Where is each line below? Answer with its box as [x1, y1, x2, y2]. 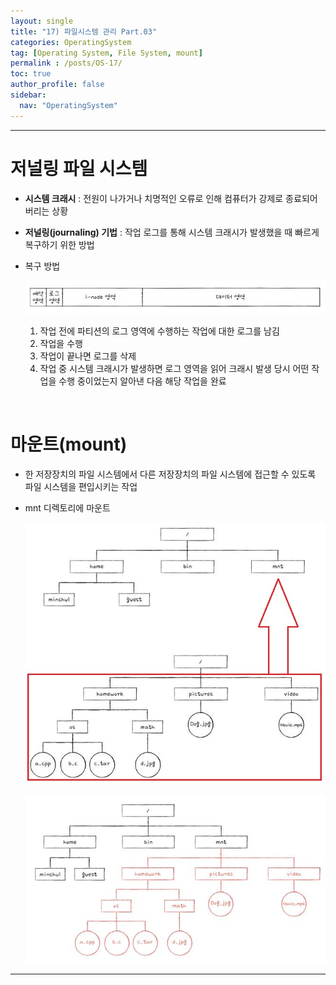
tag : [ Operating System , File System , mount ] [10, 48, 203, 58]
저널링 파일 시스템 [10, 157, 148, 180]
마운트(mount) [10, 433, 128, 455]
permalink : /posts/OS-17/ [10, 58, 123, 69]
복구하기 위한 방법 [24, 238, 95, 250]
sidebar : [10, 90, 47, 100]
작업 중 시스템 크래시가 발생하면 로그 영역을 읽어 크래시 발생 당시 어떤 [39, 362, 310, 374]
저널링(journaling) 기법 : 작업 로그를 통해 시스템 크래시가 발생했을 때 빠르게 [24, 226, 320, 238]
